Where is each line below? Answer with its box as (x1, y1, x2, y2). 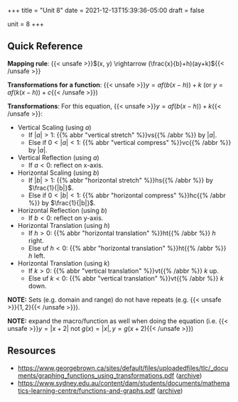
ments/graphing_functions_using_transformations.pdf (17, 371, 175, 379)
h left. (28, 251, 45, 260)
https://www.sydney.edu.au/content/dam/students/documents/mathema (17, 379, 230, 387)
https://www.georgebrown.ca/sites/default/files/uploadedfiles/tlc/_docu (17, 364, 229, 372)
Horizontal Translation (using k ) (17, 259, 110, 267)
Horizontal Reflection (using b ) (17, 206, 108, 214)
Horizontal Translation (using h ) (17, 221, 110, 229)
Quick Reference (7, 40, 83, 53)
